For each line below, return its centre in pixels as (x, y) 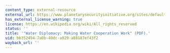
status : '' (17, 29)
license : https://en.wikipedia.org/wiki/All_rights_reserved (71, 24)
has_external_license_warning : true (44, 19)
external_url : (20, 15)
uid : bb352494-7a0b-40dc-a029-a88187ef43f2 (52, 38)
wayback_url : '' (22, 43)
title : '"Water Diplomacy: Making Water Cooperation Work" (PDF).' (78, 33)
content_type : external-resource (40, 10)
